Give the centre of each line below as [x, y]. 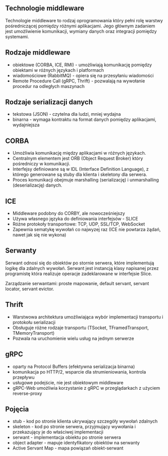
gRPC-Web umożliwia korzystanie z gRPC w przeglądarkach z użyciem [86, 388]
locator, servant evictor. [30, 289]
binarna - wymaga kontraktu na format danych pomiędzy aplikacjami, [85, 120]
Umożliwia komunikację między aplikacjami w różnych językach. [79, 153]
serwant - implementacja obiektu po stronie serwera [67, 437]
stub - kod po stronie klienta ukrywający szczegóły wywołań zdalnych [85, 421]
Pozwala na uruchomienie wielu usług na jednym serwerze [73, 338]
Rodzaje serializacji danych [49, 102]
